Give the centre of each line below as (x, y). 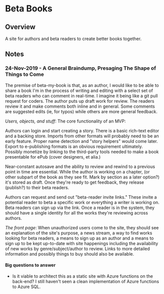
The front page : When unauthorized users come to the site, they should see (82, 227)
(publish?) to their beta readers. (37, 187)
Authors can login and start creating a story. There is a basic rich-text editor (82, 130)
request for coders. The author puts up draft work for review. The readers (80, 101)
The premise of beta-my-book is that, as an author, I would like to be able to (82, 85)
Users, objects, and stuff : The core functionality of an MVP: (66, 121)
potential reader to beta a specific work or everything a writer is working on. (82, 202)
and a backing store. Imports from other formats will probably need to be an (82, 136)
